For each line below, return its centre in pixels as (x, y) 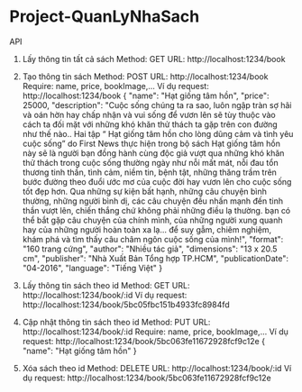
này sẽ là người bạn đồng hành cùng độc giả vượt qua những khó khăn (153, 153)
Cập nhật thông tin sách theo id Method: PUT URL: (116, 322)
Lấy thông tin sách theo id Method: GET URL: (106, 285)
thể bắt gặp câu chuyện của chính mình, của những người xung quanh (152, 220)
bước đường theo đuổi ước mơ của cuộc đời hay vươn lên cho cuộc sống (157, 181)
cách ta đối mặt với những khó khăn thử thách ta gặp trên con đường (150, 124)
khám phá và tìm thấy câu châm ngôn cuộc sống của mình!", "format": (153, 239)
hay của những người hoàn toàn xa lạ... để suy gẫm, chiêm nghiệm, (147, 229)
